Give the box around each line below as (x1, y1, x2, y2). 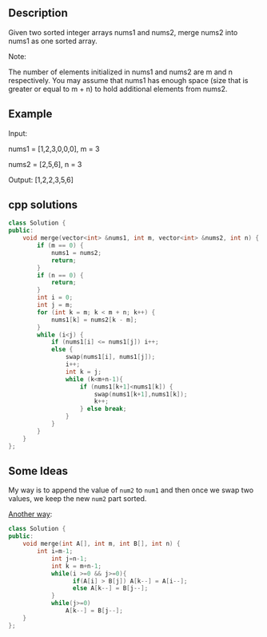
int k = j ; (65, 368, 102, 376)
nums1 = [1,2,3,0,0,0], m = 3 (8, 144, 100, 153)
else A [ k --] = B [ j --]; (72, 584, 149, 592)
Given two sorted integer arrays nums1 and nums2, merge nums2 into (8, 27, 238, 37)
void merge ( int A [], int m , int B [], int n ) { (22, 539, 181, 548)
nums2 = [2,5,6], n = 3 (8, 159, 82, 169)
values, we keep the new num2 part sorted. (8, 494, 147, 504)
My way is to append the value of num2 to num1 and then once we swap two (8, 485, 254, 495)
